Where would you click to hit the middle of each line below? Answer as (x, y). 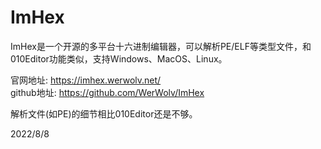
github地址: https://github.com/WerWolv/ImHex (107, 92)
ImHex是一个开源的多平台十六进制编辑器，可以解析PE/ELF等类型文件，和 (161, 46)
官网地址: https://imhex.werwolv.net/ (86, 80)
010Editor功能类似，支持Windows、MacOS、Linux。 (119, 58)
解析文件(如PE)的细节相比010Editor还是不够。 (104, 113)
